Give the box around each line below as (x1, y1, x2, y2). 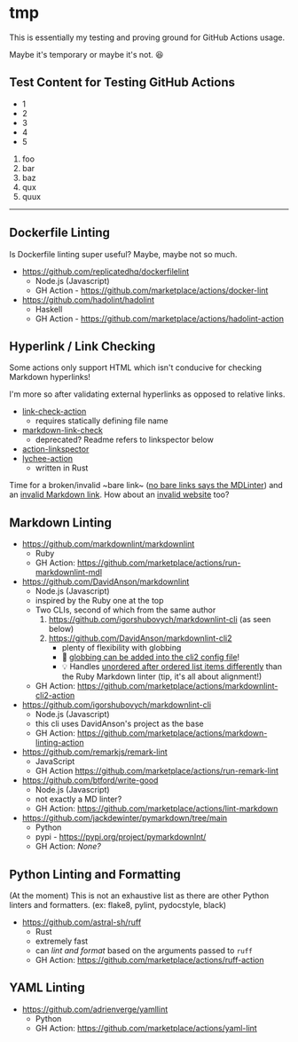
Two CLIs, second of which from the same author (35, 604, 216, 615)
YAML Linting (9, 980, 86, 996)
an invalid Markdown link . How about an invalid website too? (9, 489, 230, 500)
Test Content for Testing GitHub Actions (9, 75, 235, 91)
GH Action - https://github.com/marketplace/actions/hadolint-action (35, 313, 285, 324)
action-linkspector (21, 444, 90, 454)
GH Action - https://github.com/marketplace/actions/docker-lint (35, 285, 269, 296)
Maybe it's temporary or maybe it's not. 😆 (9, 49, 164, 59)
